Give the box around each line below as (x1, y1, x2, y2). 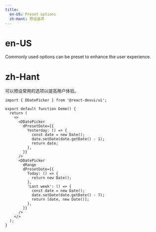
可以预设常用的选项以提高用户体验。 (5, 88, 79, 94)
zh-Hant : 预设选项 (9, 16, 44, 21)
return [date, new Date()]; (31, 197, 90, 202)
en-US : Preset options (9, 12, 56, 17)
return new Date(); (31, 175, 72, 180)
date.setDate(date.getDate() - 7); (31, 193, 105, 198)
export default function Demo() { (5, 106, 77, 111)
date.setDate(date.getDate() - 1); (31, 136, 105, 142)
